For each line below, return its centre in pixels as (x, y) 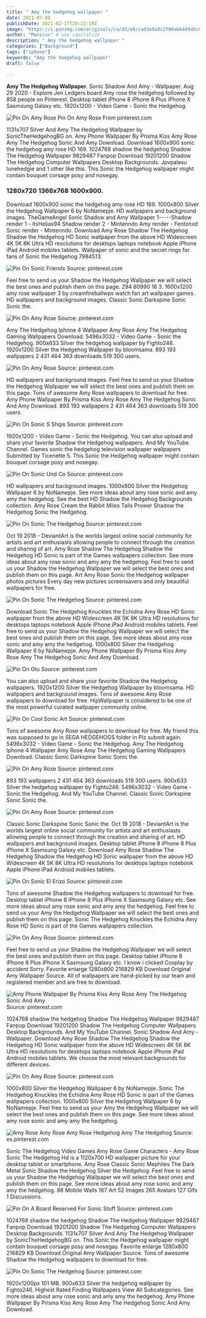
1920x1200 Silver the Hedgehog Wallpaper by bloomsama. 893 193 (91, 349)
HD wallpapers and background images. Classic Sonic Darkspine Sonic (96, 299)
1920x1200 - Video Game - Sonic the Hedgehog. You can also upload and (100, 436)
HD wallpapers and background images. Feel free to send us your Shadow (100, 379)
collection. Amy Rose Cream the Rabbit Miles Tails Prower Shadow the (95, 505)
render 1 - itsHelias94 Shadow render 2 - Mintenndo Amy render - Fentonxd (102, 224)
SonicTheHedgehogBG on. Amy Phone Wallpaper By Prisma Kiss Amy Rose (102, 136)
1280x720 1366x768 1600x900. (55, 191)
